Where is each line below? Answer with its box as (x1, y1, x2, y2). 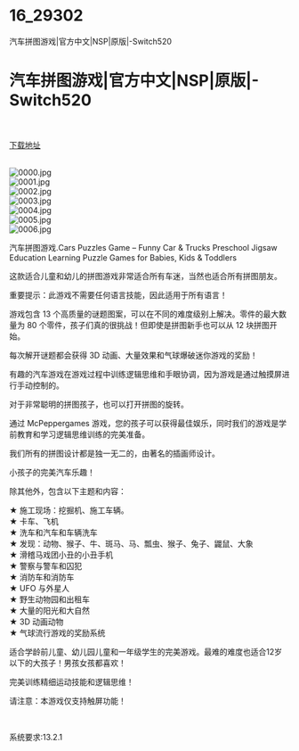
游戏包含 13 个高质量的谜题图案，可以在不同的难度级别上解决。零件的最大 (9, 309, 279, 319)
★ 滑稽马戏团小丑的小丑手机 (9, 549, 114, 560)
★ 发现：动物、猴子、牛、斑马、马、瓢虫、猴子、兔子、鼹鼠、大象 (9, 538, 254, 549)
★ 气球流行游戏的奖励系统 (9, 627, 106, 638)
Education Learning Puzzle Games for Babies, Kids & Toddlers (9, 252, 238, 263)
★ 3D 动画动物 (9, 616, 64, 627)
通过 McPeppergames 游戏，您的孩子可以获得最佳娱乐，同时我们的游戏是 (9, 417, 279, 428)
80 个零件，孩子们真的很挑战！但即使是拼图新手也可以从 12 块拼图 (26, 319, 270, 330)
